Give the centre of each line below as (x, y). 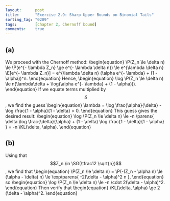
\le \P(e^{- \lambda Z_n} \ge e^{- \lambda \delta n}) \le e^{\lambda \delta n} (85, 68)
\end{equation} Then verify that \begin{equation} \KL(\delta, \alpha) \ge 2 (83, 188)
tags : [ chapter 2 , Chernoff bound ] (51, 24)
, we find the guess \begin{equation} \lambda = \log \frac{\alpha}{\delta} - (83, 105)
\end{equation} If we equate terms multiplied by (56, 89)
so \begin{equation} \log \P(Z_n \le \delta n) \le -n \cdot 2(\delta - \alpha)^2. (85, 182)
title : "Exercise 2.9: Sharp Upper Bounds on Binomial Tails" (80, 15)
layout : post (25, 10)
